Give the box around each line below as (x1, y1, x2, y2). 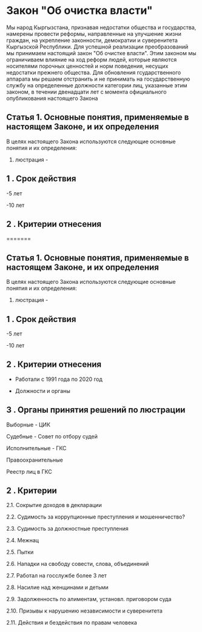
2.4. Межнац (6, 537, 39, 544)
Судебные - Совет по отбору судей (6, 432, 98, 440)
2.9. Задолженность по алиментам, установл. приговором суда (6, 596, 172, 603)
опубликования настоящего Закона (6, 95, 98, 102)
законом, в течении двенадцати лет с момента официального (6, 88, 167, 95)
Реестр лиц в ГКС (6, 468, 53, 475)
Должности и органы (15, 387, 71, 394)
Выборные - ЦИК (6, 421, 50, 428)
